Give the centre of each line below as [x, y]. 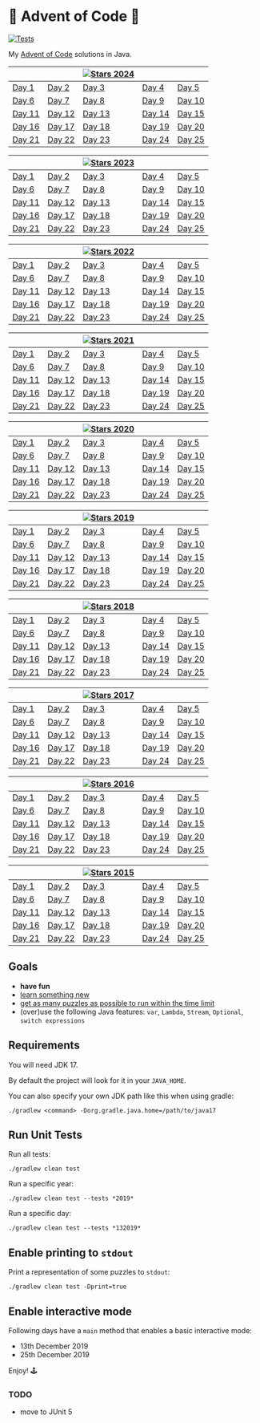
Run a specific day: [40, 1214]
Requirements [44, 1046]
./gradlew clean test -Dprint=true [68, 1287]
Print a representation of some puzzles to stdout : [89, 1272]
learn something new [54, 995]
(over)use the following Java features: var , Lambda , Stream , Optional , [132, 1012]
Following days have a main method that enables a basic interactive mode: [130, 1330]
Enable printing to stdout [71, 1253]
